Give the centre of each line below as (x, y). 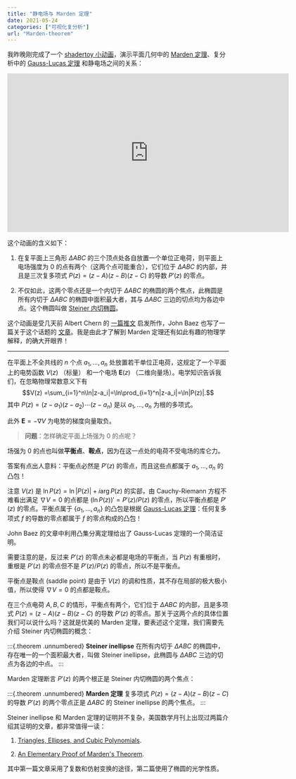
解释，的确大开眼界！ (38, 341)
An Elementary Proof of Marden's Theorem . (81, 754)
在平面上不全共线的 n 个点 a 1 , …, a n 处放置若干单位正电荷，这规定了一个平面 (117, 363)
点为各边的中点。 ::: (36, 664)
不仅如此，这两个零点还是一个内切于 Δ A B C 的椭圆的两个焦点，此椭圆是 (120, 290)
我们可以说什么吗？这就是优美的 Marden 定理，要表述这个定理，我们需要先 (116, 622)
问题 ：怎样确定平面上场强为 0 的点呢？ (81, 436)
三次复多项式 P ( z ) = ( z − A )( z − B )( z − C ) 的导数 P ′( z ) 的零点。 (119, 276)
